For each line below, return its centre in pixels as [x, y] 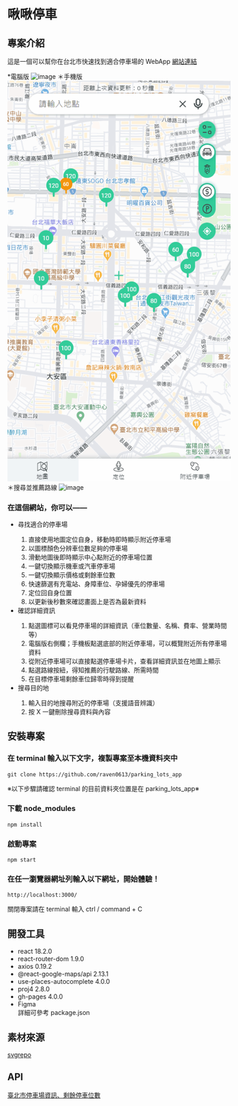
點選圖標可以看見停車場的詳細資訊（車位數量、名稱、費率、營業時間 [127, 626]
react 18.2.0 [35, 951]
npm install [25, 825]
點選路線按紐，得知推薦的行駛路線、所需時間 [93, 670]
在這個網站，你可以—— [47, 508]
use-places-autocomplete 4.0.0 [64, 982]
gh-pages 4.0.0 [40, 997]
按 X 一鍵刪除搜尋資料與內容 [69, 712]
